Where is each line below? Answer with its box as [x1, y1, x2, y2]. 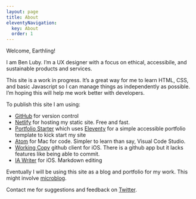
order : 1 [11, 31, 33, 37]
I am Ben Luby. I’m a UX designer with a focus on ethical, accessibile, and [6, 59, 187, 66]
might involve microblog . [6, 175, 67, 182]
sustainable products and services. [6, 65, 92, 72]
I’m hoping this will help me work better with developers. [6, 89, 145, 97]
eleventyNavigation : [6, 20, 58, 26]
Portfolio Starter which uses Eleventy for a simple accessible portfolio [14, 125, 186, 132]
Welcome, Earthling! [6, 47, 55, 54]
